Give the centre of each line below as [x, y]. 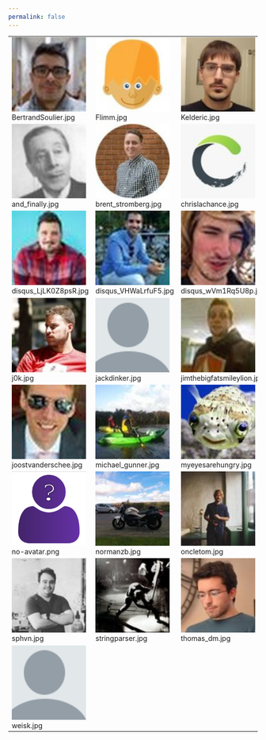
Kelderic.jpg [200, 117]
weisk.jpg [27, 725]
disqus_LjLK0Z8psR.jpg [50, 291]
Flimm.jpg [112, 117]
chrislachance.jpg [210, 204]
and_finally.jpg [35, 204]
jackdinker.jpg [118, 378]
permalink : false [37, 17]
